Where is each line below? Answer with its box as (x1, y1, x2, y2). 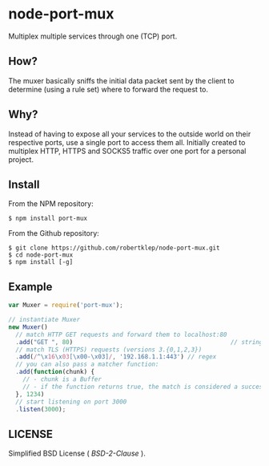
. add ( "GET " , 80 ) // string (15, 338, 263, 346)
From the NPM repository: (8, 199, 94, 209)
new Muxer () (8, 322, 48, 331)
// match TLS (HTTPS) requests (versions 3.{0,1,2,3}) (15, 346, 203, 354)
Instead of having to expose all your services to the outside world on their (8, 129, 251, 139)
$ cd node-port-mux (8, 251, 74, 259)
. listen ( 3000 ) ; (15, 405, 66, 413)
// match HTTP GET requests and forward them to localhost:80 (15, 330, 227, 338)
